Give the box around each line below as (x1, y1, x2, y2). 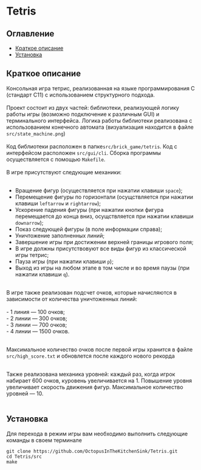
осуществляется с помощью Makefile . (6, 155, 106, 163)
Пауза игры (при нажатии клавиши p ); (15, 257, 114, 265)
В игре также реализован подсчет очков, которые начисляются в (6, 288, 177, 296)
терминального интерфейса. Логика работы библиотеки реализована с (6, 117, 192, 124)
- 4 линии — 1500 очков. (6, 327, 70, 335)
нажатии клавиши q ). (15, 270, 70, 278)
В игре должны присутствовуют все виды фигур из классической (15, 245, 186, 252)
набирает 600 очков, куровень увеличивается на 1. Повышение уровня (6, 376, 192, 384)
